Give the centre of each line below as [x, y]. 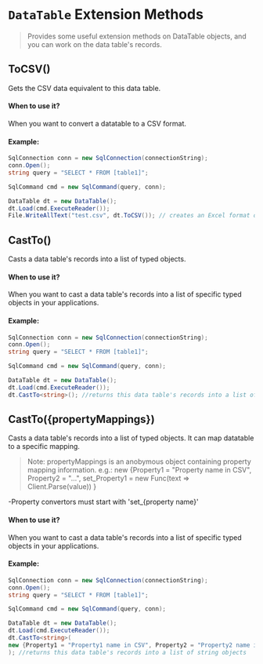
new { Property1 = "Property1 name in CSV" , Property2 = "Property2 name [129, 645]
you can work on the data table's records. [94, 44]
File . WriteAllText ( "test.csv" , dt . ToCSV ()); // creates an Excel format [129, 216]
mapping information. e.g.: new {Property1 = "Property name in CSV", [139, 470]
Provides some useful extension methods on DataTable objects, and [137, 36]
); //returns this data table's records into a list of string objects [127, 652]
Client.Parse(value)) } [62, 487]
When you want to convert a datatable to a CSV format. [97, 123]
